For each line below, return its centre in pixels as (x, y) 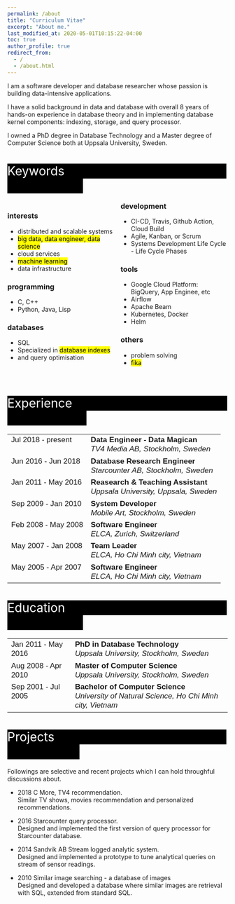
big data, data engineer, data (59, 238)
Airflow (141, 299)
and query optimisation (51, 357)
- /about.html (34, 66)
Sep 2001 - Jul (36, 687)
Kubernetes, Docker (159, 314)
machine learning (42, 261)
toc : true (22, 40)
